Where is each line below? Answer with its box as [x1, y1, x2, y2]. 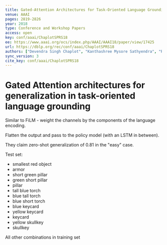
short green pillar [12, 172, 48, 178]
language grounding [5, 101, 91, 112]
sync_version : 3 [5, 53, 39, 59]
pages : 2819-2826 [5, 16, 41, 21]
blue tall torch [12, 193, 41, 199]
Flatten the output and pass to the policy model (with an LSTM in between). [5, 132, 160, 138]
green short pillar [12, 177, 48, 183]
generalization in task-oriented [5, 90, 136, 102]
